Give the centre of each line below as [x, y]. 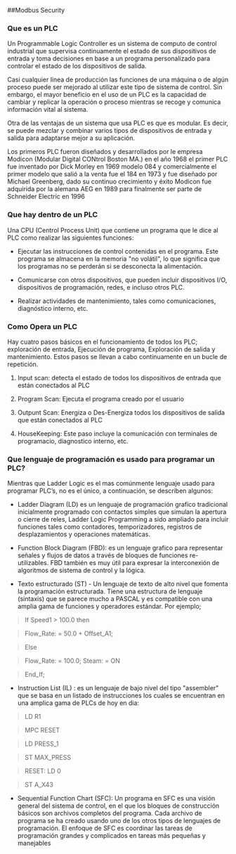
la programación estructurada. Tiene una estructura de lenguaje [110, 591]
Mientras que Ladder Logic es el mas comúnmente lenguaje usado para [111, 484]
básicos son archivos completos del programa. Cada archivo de [110, 813]
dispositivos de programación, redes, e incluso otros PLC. [101, 287]
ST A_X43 [39, 785]
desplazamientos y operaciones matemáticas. [84, 534]
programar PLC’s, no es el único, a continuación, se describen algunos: [110, 491]
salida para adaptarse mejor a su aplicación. [71, 138]
